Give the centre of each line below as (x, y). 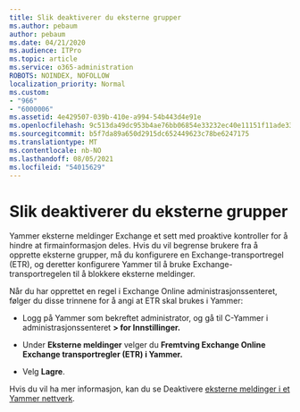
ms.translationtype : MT (54, 142)
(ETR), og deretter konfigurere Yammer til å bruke (100, 265)
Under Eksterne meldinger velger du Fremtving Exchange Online (144, 345)
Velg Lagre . (43, 372)
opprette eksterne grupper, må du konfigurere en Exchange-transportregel (146, 255)
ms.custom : (29, 92)
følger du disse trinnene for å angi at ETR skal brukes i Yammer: (126, 301)
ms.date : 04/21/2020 (48, 42)
